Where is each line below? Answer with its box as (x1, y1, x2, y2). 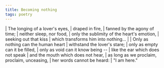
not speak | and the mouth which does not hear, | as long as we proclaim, (5, 52, 157, 58)
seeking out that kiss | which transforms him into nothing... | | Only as (5, 36, 149, 42)
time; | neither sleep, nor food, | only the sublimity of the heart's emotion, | (5, 31, 159, 37)
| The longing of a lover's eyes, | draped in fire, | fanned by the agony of (5, 25, 154, 31)
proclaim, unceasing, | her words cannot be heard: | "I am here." (5, 57, 138, 63)
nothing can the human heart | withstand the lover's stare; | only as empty (5, 41, 158, 47)
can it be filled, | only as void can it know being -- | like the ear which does (5, 47, 159, 53)
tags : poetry (5, 12, 33, 17)
